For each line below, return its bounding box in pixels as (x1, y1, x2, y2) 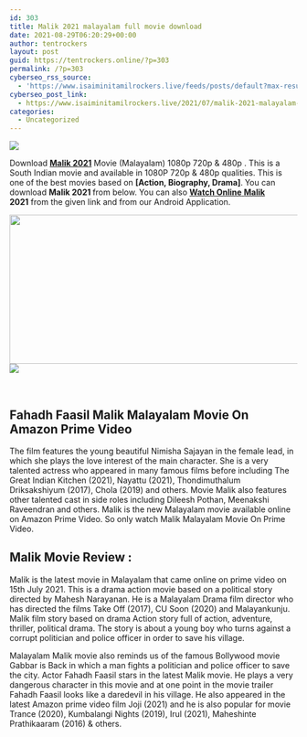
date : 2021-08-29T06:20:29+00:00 (9, 30, 137, 39)
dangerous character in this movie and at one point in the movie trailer (9, 678, 274, 690)
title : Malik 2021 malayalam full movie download (9, 22, 203, 31)
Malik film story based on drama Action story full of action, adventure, (9, 613, 273, 624)
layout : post (9, 48, 59, 57)
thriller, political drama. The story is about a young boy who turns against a (9, 623, 291, 634)
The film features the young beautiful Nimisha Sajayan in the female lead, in (9, 445, 294, 456)
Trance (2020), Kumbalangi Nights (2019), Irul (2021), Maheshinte (9, 708, 257, 719)
